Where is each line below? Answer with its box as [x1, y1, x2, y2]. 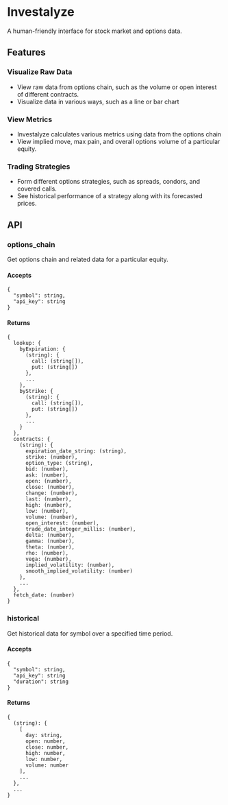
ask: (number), [25, 472, 69, 479]
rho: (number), [25, 550, 69, 557]
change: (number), [25, 490, 78, 497]
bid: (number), [25, 466, 69, 473]
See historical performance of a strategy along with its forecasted [16, 192, 203, 200]
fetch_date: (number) [13, 592, 75, 599]
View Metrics [7, 115, 53, 124]
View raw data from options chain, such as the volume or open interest [16, 83, 217, 91]
